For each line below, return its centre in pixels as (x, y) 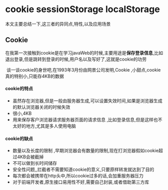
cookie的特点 (19, 89)
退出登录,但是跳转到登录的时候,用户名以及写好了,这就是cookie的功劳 (76, 59)
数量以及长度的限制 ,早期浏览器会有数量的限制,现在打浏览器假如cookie (86, 151)
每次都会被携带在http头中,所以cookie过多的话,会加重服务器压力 (78, 176)
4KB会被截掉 (30, 157)
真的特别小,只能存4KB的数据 (35, 76)
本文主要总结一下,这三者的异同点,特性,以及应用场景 (58, 24)
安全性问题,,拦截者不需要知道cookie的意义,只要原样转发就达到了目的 (83, 169)
